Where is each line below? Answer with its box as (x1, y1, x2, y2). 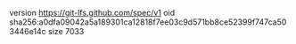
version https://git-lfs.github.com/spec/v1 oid (9, 8, 176, 18)
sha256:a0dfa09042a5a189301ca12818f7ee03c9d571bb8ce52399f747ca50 (9, 17, 287, 27)
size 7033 (47, 26, 85, 36)
